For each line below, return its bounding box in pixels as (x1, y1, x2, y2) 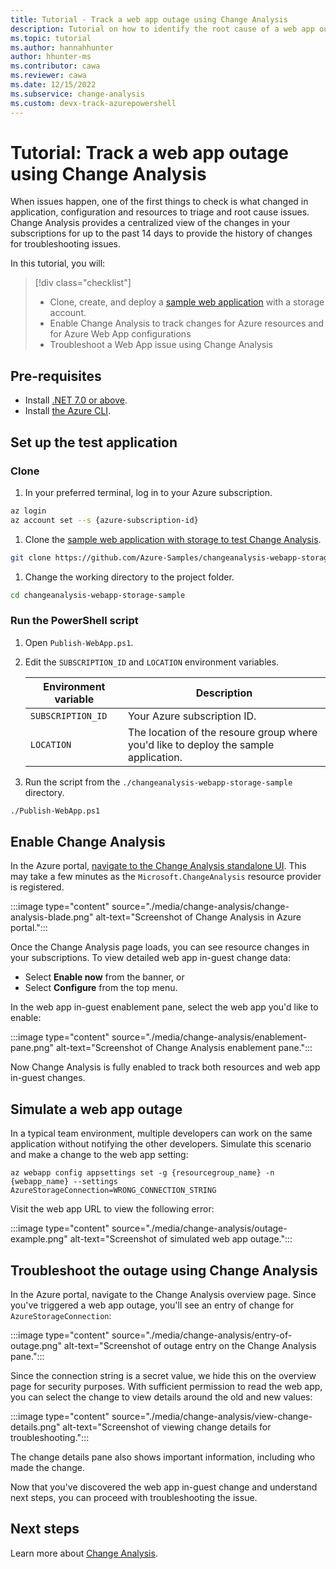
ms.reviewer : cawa (10, 71, 87, 81)
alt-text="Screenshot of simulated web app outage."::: (69, 1233, 293, 1245)
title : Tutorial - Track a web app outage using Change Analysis (10, 14, 288, 25)
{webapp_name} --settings (10, 1177, 118, 1187)
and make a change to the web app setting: (10, 1149, 189, 1161)
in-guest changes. (10, 1072, 86, 1084)
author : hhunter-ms (10, 52, 92, 62)
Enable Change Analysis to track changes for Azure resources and (49, 317, 325, 330)
